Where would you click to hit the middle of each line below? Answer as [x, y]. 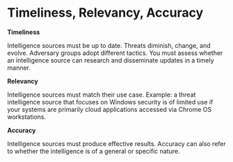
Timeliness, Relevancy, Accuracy [105, 13]
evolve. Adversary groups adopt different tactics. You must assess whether [115, 53]
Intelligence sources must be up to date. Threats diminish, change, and [109, 45]
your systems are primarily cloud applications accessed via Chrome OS [110, 109]
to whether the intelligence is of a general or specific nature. [94, 151]
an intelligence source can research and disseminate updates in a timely [111, 60]
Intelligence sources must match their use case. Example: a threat [102, 95]
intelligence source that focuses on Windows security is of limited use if [110, 102]
